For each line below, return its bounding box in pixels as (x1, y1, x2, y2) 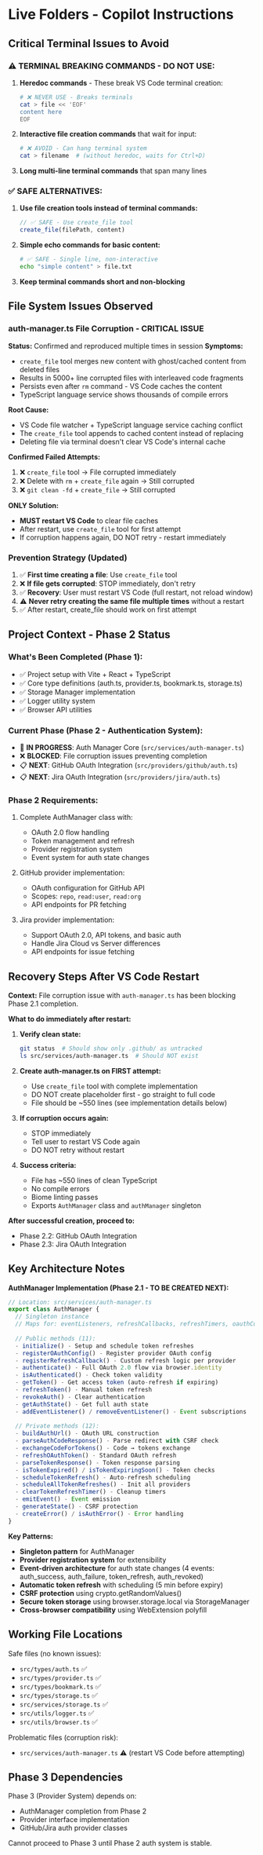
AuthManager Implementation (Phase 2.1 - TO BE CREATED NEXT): (8, 1282, 229, 1293)
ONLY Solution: (8, 500, 59, 510)
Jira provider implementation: (19, 915, 115, 924)
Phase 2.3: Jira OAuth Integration (19, 1239, 127, 1249)
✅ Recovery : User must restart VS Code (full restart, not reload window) (19, 587, 254, 597)
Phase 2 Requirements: (8, 795, 99, 806)
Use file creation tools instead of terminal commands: (19, 203, 198, 213)
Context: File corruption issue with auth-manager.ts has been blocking (8, 991, 236, 1000)
